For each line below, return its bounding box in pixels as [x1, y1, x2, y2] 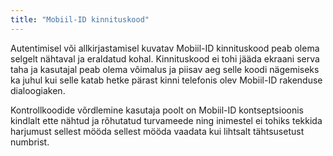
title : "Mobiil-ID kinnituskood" [10, 14, 150, 25]
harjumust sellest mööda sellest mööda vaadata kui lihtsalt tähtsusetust [10, 125, 305, 137]
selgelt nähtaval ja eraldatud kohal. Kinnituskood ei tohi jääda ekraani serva [10, 52, 320, 65]
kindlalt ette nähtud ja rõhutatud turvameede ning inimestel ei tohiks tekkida [10, 114, 323, 126]
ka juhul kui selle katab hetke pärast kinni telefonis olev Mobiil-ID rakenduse [10, 74, 323, 86]
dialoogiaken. [10, 84, 66, 96]
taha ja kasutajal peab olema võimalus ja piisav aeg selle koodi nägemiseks [10, 63, 320, 75]
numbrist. [10, 136, 50, 148]
